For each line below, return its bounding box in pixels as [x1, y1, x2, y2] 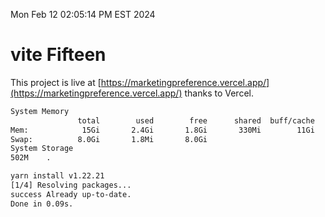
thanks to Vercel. [184, 87, 254, 99]
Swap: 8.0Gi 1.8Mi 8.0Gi [10, 134, 208, 144]
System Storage [10, 144, 74, 154]
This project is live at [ [10, 76, 102, 88]
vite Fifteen [10, 44, 107, 66]
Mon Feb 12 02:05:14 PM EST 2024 [10, 9, 156, 20]
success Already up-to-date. [10, 189, 132, 199]
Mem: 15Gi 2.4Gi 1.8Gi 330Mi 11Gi [10, 125, 315, 135]
